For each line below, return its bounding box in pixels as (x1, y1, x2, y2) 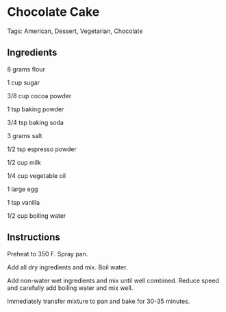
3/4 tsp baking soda (7, 118, 64, 126)
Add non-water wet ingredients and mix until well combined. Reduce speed (7, 276, 219, 285)
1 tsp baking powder (7, 104, 64, 113)
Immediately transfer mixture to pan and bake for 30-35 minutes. (7, 297, 190, 305)
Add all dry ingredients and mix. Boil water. (7, 263, 128, 271)
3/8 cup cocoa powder (7, 91, 72, 100)
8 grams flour (7, 65, 46, 73)
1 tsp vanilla (7, 198, 40, 206)
